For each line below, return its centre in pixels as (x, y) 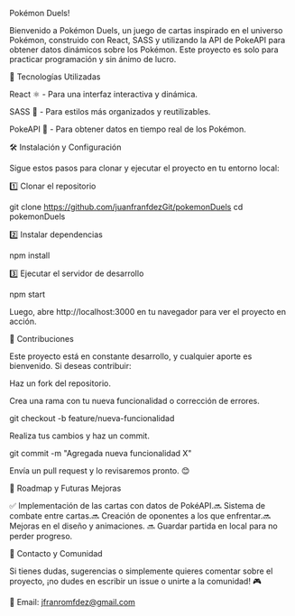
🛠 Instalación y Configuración (65, 147)
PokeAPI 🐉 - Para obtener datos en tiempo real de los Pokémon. (128, 129)
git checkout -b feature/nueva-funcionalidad (92, 418)
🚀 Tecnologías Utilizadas (55, 77)
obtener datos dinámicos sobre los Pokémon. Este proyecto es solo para (144, 50)
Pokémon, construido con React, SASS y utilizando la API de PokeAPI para (147, 40)
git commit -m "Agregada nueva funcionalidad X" (101, 453)
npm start (28, 294)
